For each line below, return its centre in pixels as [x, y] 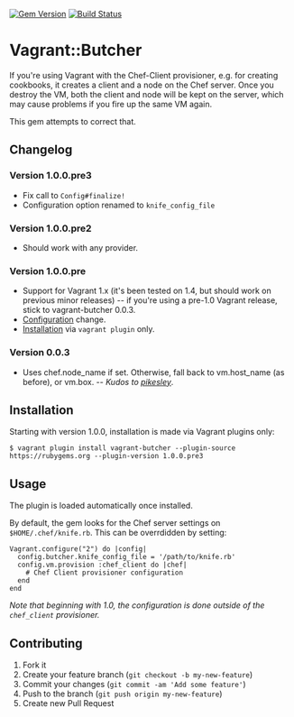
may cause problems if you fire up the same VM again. [111, 104]
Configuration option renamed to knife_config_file [119, 205]
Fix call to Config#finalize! [74, 195]
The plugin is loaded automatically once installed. [101, 506]
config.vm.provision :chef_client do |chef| [102, 565]
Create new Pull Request [68, 703]
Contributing [46, 643]
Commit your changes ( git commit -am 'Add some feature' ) [134, 684]
